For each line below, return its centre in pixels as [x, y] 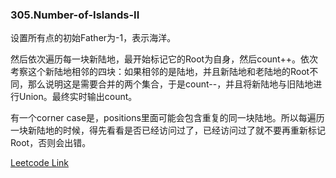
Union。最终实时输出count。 [78, 97]
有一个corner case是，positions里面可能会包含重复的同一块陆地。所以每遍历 [167, 118]
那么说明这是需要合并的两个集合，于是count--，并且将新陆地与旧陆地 [170, 84]
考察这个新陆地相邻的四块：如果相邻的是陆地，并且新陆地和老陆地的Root [160, 72]
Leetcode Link [40, 163]
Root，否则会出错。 [51, 143]
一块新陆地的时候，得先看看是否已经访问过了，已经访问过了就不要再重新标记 [168, 130]
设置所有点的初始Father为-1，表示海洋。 [93, 38]
